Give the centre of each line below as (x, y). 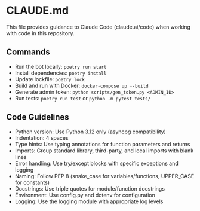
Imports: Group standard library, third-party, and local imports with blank (104, 151)
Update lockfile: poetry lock (50, 79)
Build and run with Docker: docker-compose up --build (81, 85)
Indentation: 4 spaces (41, 137)
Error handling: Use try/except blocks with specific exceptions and (97, 163)
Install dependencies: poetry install (61, 73)
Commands (28, 52)
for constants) (32, 182)
